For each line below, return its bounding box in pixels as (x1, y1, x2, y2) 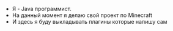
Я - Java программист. (12, 5, 72, 12)
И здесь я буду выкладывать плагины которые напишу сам (12, 18, 167, 25)
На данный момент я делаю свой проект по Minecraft (12, 12, 153, 19)
